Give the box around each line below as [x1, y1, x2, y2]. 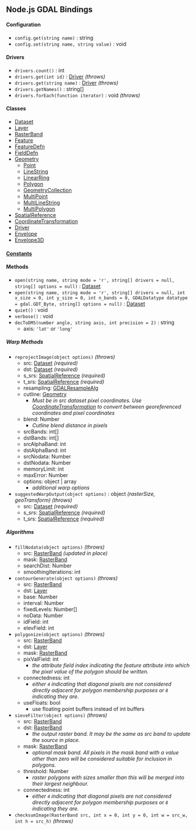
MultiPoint [23, 193, 48, 200]
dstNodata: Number [23, 459, 71, 466]
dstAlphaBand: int [23, 447, 66, 454]
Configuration [6, 21, 41, 28]
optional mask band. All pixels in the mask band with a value [32, 749, 179, 756]
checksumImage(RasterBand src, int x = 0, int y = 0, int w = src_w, [14, 812, 188, 818]
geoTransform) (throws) [14, 496, 73, 504]
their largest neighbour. [32, 780, 89, 787]
